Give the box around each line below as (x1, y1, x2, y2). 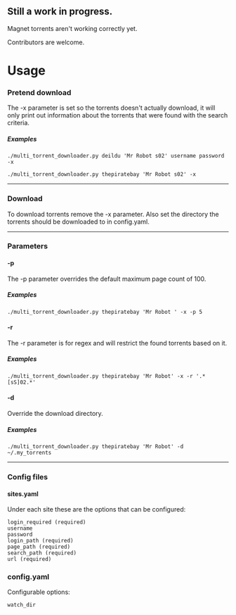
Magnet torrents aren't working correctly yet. (7, 24, 138, 32)
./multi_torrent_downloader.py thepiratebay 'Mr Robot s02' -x (7, 171, 197, 178)
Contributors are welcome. (7, 38, 85, 46)
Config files (7, 471, 48, 481)
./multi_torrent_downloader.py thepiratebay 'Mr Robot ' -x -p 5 (7, 308, 202, 315)
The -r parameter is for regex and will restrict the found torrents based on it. (7, 338, 227, 347)
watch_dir (7, 602, 37, 609)
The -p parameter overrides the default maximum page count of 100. (7, 274, 206, 283)
